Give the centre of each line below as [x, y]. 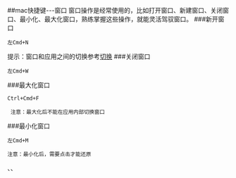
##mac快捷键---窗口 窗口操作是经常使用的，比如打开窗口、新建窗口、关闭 [115, 10]
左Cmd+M [18, 141]
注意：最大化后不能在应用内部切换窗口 [58, 112]
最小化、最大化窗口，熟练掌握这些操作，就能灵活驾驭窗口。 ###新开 [119, 19]
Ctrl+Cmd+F [23, 98]
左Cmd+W [18, 71]
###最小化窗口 [29, 126]
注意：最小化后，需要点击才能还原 [49, 154]
